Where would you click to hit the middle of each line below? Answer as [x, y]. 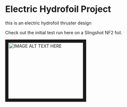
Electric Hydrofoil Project [58, 9]
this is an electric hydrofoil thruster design [48, 23]
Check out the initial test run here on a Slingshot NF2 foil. [64, 32]
